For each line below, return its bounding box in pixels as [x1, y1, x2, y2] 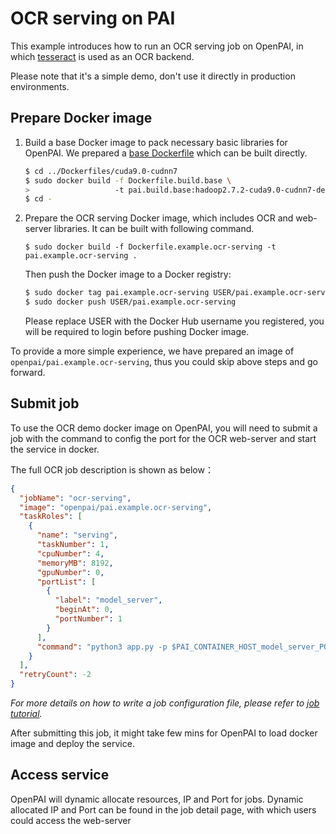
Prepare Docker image [10, 110, 153, 127]
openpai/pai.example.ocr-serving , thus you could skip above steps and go [10, 356, 318, 367]
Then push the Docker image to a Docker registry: [24, 268, 232, 281]
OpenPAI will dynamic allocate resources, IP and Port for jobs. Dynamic [10, 793, 304, 805]
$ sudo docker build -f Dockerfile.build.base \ [24, 175, 232, 186]
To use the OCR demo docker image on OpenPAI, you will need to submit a [10, 422, 318, 434]
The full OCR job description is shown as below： [10, 463, 214, 476]
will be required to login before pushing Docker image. [24, 326, 250, 337]
